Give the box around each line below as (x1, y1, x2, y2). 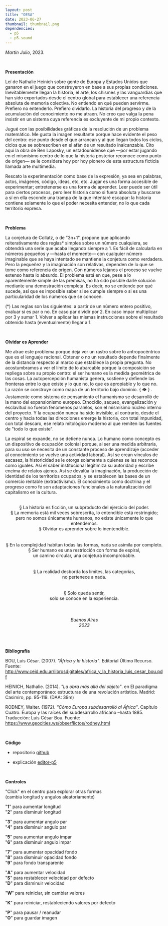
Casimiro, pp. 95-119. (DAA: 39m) (5, 694, 74, 700)
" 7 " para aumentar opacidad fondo (5, 849, 78, 855)
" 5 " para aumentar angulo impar (5, 834, 72, 840)
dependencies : (5, 26, 35, 31)
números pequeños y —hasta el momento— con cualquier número (5, 251, 143, 257)
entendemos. (70, 520, 98, 526)
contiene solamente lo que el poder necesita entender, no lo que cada (5, 200, 150, 206)
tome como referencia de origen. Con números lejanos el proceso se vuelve (5, 267, 162, 273)
